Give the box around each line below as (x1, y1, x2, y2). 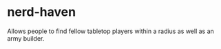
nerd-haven (7, 4, 76, 20)
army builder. (7, 34, 45, 42)
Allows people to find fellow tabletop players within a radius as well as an (7, 27, 215, 35)
